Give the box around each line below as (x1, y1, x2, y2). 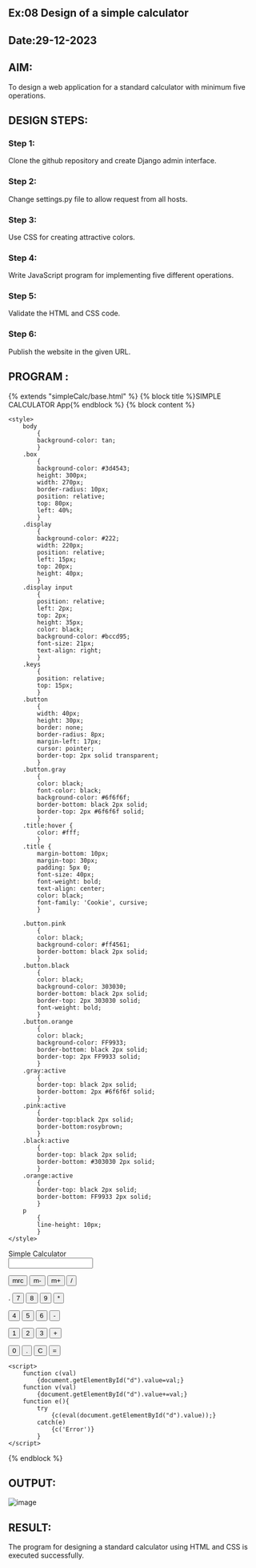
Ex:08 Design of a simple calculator (8, 6, 190, 20)
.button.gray (22, 765, 66, 773)
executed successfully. (8, 1550, 84, 1560)
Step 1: (8, 138, 35, 149)
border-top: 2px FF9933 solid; (37, 1053, 142, 1061)
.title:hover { (22, 821, 74, 829)
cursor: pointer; (37, 744, 94, 752)
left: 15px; (37, 555, 78, 563)
